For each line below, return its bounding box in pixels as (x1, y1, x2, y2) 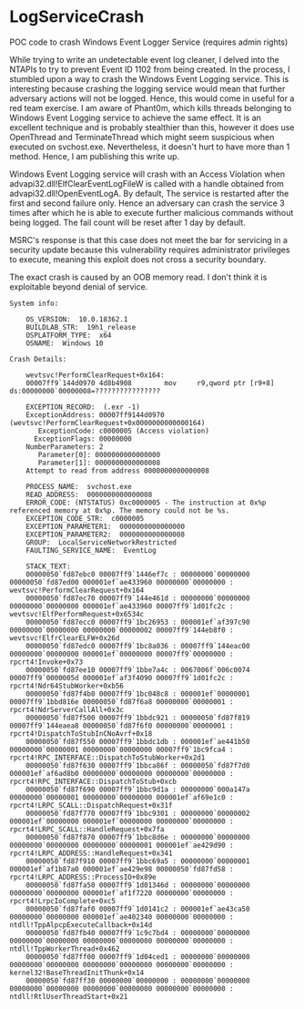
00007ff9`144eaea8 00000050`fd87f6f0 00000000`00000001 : (9, 721, 234, 730)
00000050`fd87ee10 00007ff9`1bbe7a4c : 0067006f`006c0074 (25, 665, 250, 675)
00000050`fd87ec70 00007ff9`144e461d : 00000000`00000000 (25, 594, 250, 603)
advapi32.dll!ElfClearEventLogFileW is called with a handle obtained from (9, 178, 284, 189)
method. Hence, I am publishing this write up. (9, 150, 180, 161)
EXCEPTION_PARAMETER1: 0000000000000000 (25, 522, 185, 531)
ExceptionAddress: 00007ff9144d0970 (25, 410, 166, 420)
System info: (9, 299, 59, 308)
